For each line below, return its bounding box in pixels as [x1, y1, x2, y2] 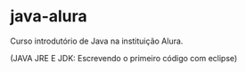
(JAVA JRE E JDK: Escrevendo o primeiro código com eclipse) [10, 52, 238, 63]
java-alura [10, 6, 87, 27]
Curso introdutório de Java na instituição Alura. [10, 36, 184, 46]
